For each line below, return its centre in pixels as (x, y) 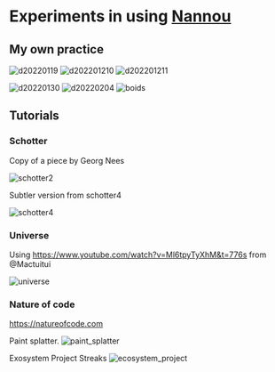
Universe (29, 235)
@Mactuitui (30, 263)
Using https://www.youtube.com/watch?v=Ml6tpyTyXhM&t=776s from (138, 255)
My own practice (57, 49)
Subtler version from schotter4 (65, 195)
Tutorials (34, 116)
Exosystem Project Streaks (58, 359)
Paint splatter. (34, 341)
